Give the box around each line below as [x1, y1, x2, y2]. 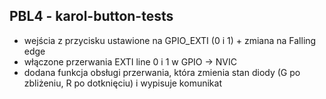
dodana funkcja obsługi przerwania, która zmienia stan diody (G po [23, 66, 301, 78]
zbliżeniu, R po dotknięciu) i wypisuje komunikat [23, 77, 222, 89]
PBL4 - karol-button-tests [9, 8, 174, 25]
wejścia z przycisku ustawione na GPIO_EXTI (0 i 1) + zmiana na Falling [23, 34, 317, 46]
